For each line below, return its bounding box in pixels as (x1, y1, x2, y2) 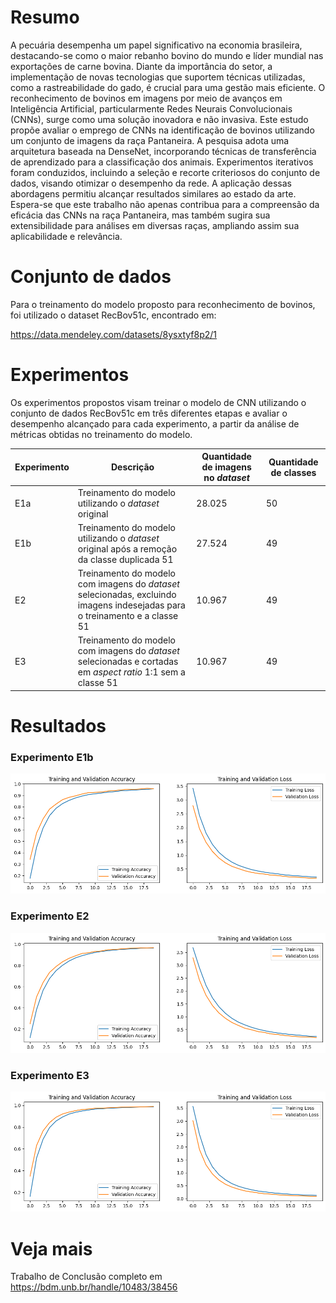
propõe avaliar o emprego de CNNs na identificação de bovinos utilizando (10, 124, 315, 136)
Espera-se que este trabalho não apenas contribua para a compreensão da (10, 198, 320, 210)
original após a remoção (77, 542, 178, 555)
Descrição (110, 461, 155, 473)
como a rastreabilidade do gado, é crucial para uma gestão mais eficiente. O (10, 81, 326, 93)
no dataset (203, 472, 250, 484)
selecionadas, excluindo (77, 589, 177, 601)
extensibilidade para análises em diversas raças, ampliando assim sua (10, 219, 300, 231)
